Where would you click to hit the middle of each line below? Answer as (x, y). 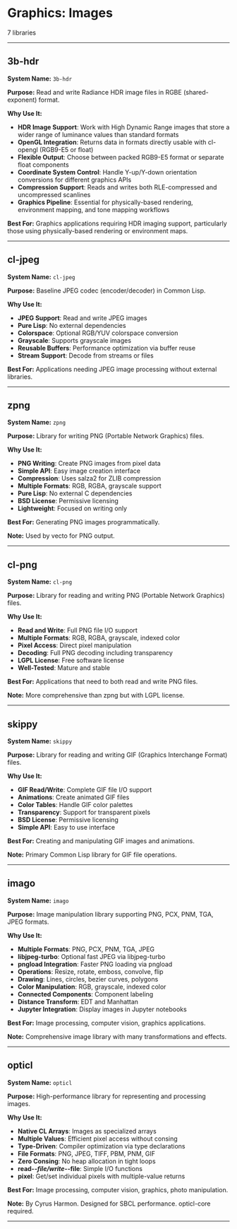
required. (20, 1211)
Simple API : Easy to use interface (66, 827)
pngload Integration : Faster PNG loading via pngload (95, 964)
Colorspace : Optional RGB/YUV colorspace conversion (98, 333)
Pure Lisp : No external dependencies (72, 325)
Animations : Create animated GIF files (73, 797)
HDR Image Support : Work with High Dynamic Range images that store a (123, 127)
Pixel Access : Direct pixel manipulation (74, 645)
